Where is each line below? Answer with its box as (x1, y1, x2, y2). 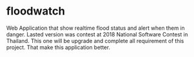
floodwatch (6, 4, 65, 18)
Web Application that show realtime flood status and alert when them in (6, 24, 185, 32)
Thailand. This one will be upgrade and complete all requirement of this (6, 37, 184, 44)
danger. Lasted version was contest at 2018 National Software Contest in (6, 30, 189, 38)
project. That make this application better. (6, 44, 110, 51)
